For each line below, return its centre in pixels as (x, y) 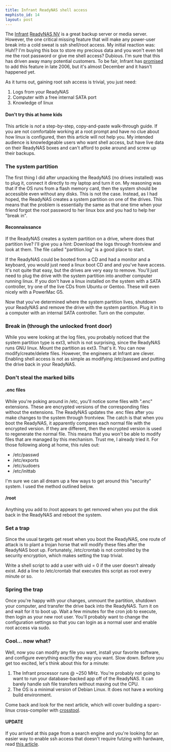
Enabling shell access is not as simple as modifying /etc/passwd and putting (85, 359)
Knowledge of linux (33, 103)
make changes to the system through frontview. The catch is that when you (84, 417)
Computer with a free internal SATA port (54, 97)
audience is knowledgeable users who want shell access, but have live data (85, 142)
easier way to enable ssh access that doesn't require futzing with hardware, (85, 738)
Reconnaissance (23, 227)
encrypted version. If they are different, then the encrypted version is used (83, 428)
